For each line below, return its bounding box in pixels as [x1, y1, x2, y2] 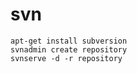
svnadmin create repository [10, 44, 128, 55]
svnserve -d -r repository [10, 53, 123, 63]
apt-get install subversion [10, 36, 128, 46]
